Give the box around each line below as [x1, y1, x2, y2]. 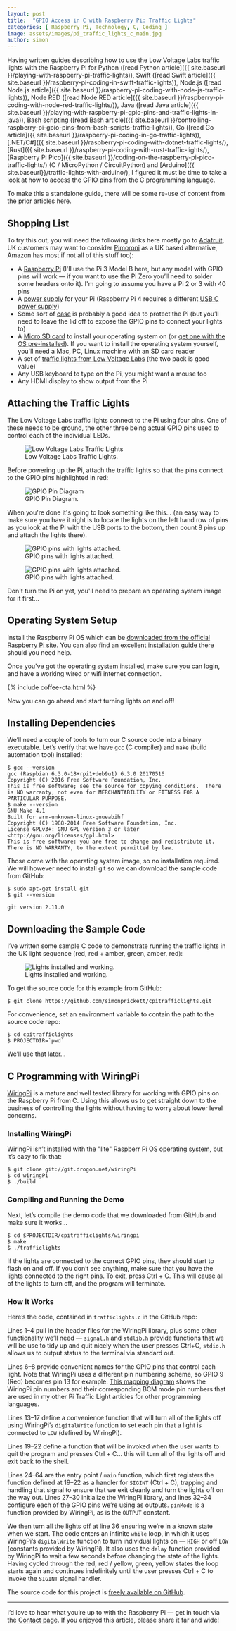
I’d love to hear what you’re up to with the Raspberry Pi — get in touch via [7, 1608, 220, 1616]
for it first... [7, 593, 40, 603]
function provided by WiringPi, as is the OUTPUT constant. [7, 1508, 171, 1516]
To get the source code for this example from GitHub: [7, 984, 162, 992]
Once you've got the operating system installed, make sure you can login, [7, 662, 221, 670]
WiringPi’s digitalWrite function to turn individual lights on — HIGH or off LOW [7, 1537, 229, 1545]
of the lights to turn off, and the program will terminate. [7, 1279, 166, 1287]
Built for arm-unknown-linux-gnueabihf [7, 813, 124, 821]
